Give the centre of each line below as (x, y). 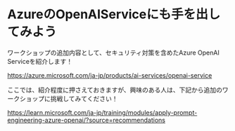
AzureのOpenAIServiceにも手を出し (114, 14)
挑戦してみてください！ (84, 98)
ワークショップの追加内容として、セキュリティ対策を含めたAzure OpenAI (113, 53)
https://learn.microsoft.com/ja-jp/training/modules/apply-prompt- (102, 112)
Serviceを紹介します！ (40, 61)
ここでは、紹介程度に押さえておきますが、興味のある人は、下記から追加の (115, 90)
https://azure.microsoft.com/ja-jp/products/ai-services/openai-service (110, 75)
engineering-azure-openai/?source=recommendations (87, 120)
